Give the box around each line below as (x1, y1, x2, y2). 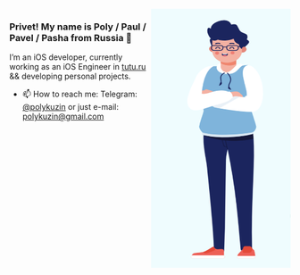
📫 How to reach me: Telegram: (21, 88, 138, 100)
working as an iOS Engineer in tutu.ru (9, 62, 146, 72)
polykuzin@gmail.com (21, 111, 104, 122)
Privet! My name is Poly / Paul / (9, 21, 147, 33)
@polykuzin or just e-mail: (21, 102, 119, 112)
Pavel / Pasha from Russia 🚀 (9, 31, 132, 44)
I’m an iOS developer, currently (9, 52, 123, 62)
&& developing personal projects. (9, 71, 131, 82)
